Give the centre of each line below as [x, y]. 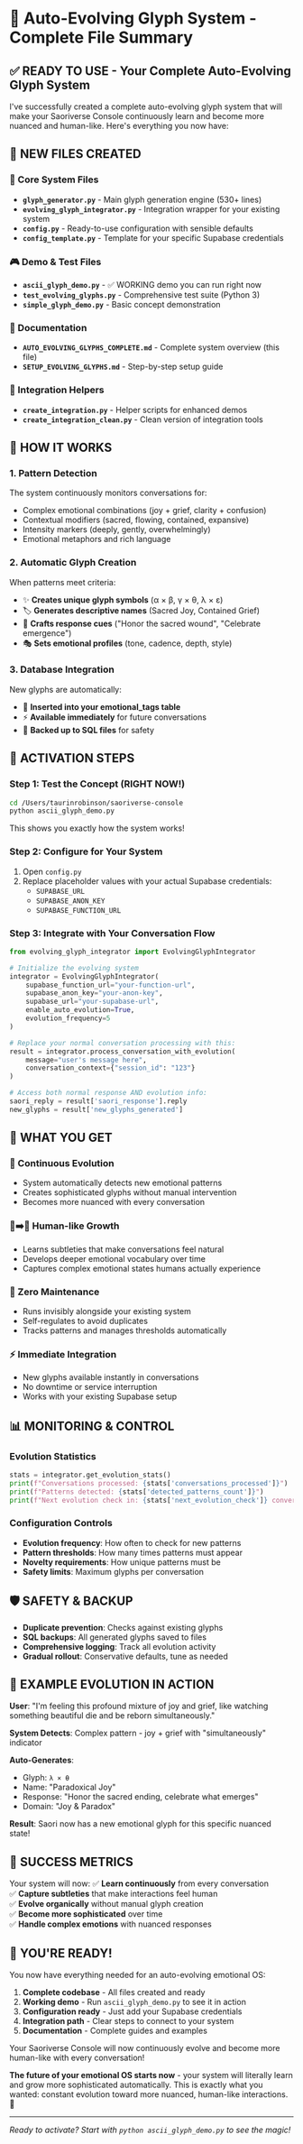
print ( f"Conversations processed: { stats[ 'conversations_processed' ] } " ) [149, 1483]
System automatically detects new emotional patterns [122, 1183]
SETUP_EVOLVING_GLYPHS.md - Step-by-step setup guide [123, 367]
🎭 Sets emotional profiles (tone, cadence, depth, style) [127, 643]
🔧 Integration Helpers [57, 390]
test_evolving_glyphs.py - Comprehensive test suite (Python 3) [141, 294]
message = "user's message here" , [86, 1060]
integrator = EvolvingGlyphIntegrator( [84, 976]
